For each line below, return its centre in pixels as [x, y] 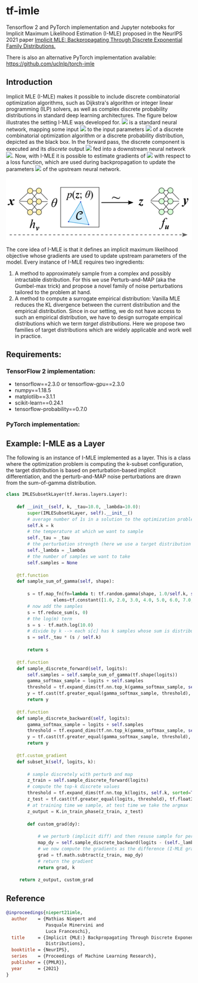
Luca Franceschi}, [68, 931]
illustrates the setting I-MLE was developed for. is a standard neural [92, 122]
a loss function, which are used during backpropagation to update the [91, 162]
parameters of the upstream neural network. [64, 169]
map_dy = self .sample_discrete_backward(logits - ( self [108, 843]
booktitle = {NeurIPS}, [40, 950]
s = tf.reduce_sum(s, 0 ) [58, 612]
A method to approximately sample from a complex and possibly [93, 273]
